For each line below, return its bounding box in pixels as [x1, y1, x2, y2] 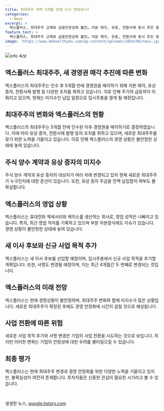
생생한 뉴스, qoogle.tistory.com [5, 401, 66, 407]
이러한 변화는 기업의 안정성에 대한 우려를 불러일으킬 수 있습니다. [14, 339, 135, 345]
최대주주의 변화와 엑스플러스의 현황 [5, 110, 104, 119]
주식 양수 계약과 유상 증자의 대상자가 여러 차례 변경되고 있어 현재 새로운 [5, 172, 141, 178]
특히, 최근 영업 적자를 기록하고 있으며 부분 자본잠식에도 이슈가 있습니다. [19, 220, 155, 226]
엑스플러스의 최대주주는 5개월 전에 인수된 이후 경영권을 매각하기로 [5, 124, 130, 130]
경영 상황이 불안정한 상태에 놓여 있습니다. [5, 226, 83, 232]
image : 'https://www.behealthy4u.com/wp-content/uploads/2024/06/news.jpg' [5, 39, 163, 44]
